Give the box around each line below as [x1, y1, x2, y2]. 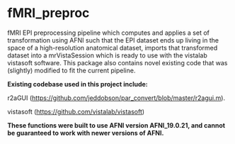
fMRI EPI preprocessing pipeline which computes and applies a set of [7, 28, 210, 37]
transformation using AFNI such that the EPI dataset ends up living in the [7, 35, 219, 44]
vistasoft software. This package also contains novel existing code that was [7, 58, 228, 67]
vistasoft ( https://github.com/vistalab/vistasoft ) [7, 107, 145, 116]
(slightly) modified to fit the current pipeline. [7, 66, 136, 74]
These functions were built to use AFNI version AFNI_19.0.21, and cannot [7, 121, 225, 129]
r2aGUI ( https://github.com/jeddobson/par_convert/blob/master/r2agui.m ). [7, 94, 225, 102]
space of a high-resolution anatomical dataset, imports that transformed [7, 43, 218, 52]
